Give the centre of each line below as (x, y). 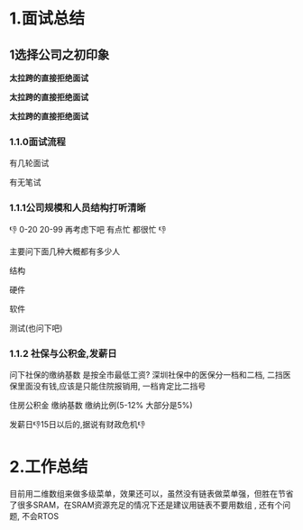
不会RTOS (40, 516)
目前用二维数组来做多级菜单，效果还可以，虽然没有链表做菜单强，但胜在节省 (151, 493)
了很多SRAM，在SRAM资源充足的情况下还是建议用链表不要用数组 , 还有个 (146, 505)
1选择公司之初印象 (60, 55)
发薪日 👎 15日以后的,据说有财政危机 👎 (78, 424)
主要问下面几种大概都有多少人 (64, 251)
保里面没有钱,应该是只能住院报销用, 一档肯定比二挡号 (108, 386)
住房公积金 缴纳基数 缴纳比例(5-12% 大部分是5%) (101, 405)
